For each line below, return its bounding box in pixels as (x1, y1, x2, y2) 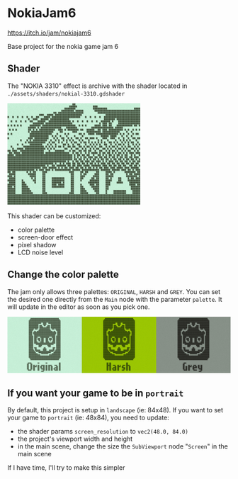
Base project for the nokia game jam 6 (7, 42, 119, 50)
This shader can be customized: (7, 211, 101, 220)
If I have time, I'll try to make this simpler (7, 463, 125, 472)
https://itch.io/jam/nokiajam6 (7, 28, 91, 37)
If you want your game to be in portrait (7, 387, 184, 399)
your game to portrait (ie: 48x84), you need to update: (7, 413, 170, 422)
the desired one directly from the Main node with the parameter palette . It (7, 295, 222, 303)
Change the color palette (7, 269, 119, 281)
